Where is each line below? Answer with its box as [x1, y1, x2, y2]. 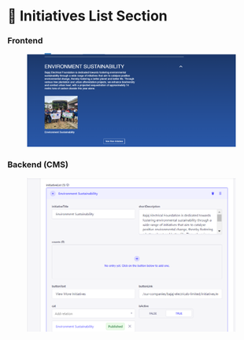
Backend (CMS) [7, 159, 68, 170]
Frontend [7, 35, 43, 46]
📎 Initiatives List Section [7, 7, 168, 25]
